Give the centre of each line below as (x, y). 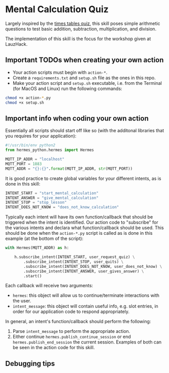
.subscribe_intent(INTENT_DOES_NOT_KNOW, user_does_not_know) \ (93, 266)
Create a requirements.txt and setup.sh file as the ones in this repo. (84, 78)
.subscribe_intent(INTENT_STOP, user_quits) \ (74, 262)
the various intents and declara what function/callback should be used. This (84, 228)
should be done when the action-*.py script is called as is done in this (79, 233)
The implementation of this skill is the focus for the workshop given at (78, 39)
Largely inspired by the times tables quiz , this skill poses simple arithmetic (83, 23)
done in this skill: (23, 183)
